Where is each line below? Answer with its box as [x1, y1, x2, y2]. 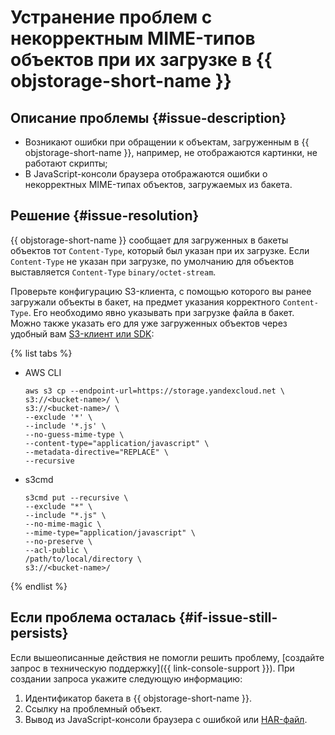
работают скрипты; [24, 157, 108, 169]
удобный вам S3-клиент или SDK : [10, 327, 155, 340]
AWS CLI [24, 366, 62, 378]
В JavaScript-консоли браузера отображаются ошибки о [24, 168, 268, 180]
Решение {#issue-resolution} [10, 207, 200, 225]
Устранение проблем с [10, 6, 213, 29]
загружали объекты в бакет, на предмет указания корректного [10, 296, 281, 308]
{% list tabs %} [10, 347, 73, 359]
